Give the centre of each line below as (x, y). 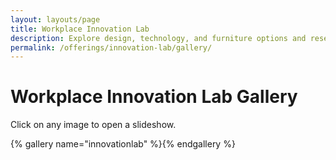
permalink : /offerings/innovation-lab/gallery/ (111, 47)
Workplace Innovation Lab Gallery (154, 97)
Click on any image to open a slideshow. (93, 125)
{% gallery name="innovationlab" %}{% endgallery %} (123, 144)
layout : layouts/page (55, 19)
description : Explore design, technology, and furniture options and (158, 38)
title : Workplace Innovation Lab (80, 29)
